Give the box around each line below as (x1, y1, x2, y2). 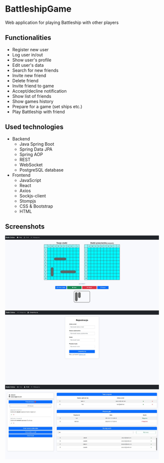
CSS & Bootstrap (19, 203, 53, 209)
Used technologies (5, 123, 64, 131)
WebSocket (19, 162, 43, 168)
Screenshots (5, 222, 45, 231)
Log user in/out (12, 52, 43, 58)
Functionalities (5, 34, 51, 42)
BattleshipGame (5, 3, 72, 15)
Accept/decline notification (12, 88, 67, 94)
